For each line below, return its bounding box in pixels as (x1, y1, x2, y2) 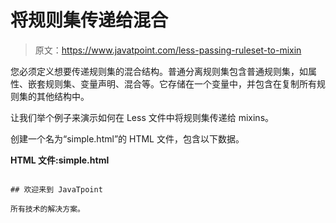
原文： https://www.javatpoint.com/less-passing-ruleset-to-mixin (34, 44, 302, 56)
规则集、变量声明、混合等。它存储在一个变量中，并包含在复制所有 (44, 77, 317, 90)
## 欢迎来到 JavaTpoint (10, 184, 103, 195)
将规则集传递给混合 (10, 9, 169, 32)
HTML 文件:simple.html (10, 154, 110, 166)
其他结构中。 (36, 90, 90, 102)
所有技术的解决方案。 (10, 204, 85, 214)
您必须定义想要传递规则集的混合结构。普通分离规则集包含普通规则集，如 (10, 65, 308, 77)
